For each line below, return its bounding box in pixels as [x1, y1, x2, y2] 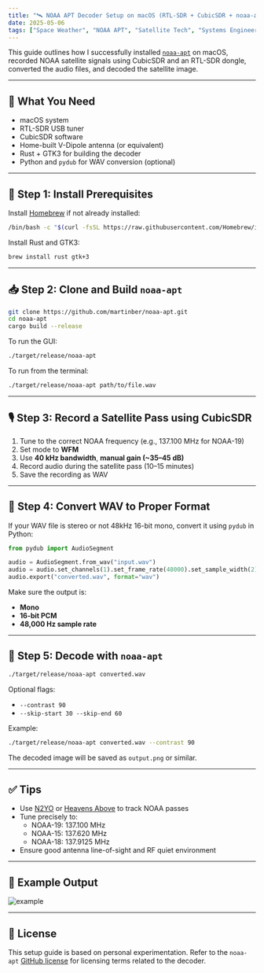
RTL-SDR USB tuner [19, 123, 85, 134]
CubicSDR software [19, 132, 84, 142]
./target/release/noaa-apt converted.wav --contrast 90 [8, 739, 195, 746]
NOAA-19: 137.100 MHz [31, 820, 106, 830]
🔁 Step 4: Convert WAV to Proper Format [8, 500, 211, 514]
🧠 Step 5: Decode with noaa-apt [8, 650, 163, 663]
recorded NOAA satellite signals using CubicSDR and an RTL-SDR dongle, [8, 56, 247, 65]
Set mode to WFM [19, 444, 79, 454]
